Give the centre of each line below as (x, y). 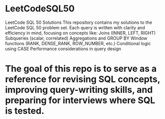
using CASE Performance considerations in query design (63, 49)
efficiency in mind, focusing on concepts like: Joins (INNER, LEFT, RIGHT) (81, 33)
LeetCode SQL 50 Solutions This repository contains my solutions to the (79, 22)
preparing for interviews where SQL (80, 100)
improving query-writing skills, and (79, 90)
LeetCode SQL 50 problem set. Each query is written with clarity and (75, 27)
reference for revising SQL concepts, (82, 79)
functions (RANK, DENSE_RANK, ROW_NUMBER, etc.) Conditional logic (78, 43)
